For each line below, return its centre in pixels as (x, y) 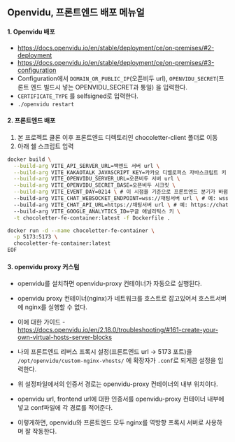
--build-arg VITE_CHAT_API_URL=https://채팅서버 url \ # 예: (101, 205)
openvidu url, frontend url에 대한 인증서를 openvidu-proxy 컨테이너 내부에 (121, 399)
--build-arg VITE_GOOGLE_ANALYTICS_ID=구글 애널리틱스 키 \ (97, 211)
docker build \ (29, 159)
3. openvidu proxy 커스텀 (43, 266)
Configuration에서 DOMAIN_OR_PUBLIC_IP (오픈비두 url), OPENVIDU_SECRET (117, 78)
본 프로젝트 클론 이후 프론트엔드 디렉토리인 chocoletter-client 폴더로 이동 (117, 137)
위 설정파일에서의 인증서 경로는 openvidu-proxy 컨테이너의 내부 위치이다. (117, 384)
